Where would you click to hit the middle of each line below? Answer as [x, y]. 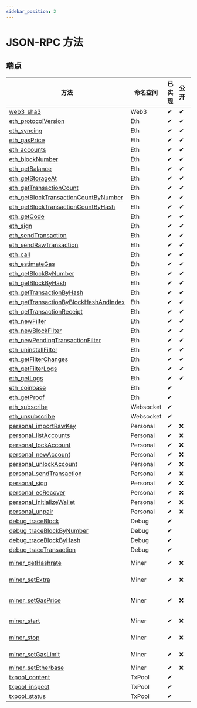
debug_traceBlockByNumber [49, 530]
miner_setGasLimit [35, 654]
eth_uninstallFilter [33, 349]
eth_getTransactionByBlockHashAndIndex [67, 302]
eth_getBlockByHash [38, 283]
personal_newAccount [40, 454]
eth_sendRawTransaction [44, 245]
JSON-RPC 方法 [45, 42]
